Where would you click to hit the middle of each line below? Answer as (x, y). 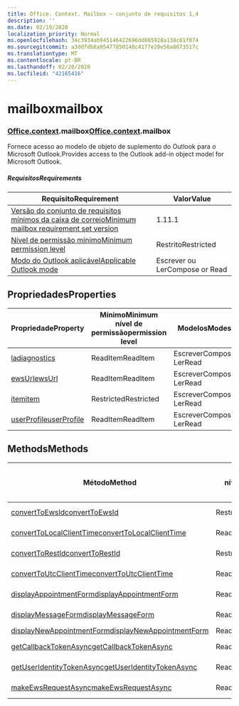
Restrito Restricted (186, 244)
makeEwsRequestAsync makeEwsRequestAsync (91, 687)
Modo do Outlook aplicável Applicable (74, 260)
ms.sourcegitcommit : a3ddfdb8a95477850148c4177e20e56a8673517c (103, 47)
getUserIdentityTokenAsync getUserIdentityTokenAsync (104, 667)
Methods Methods (48, 449)
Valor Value (192, 199)
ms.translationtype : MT (43, 54)
